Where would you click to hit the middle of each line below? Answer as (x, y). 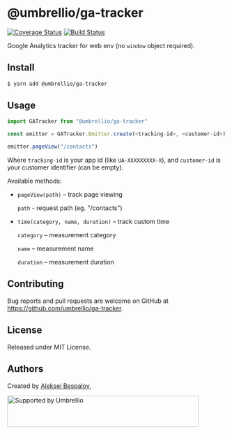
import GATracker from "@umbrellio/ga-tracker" (78, 121)
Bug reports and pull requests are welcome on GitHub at (88, 301)
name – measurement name (55, 248)
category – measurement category (67, 235)
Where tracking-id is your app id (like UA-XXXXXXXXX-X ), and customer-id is (114, 160)
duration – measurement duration (66, 262)
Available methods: (34, 181)
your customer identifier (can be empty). (65, 167)
